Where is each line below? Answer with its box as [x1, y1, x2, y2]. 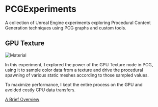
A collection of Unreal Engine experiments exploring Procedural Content [5, 20, 151, 26]
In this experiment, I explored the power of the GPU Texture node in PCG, [5, 61, 153, 67]
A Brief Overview [5, 96, 40, 102]
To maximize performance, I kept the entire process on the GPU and [5, 81, 143, 87]
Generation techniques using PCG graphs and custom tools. [5, 25, 127, 30]
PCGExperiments [5, 3, 77, 15]
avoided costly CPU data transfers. [5, 87, 76, 93]
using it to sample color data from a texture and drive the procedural [5, 67, 143, 73]
